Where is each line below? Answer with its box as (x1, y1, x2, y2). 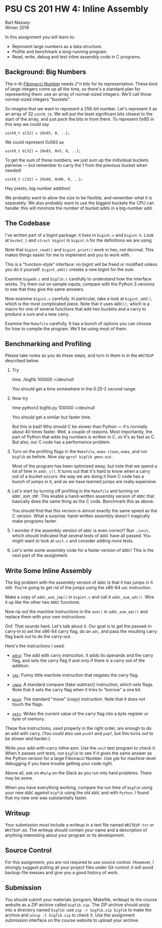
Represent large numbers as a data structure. (12, 43, 103, 49)
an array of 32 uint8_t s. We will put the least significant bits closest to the (5, 111, 153, 117)
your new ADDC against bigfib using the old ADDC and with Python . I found (5, 790, 149, 796)
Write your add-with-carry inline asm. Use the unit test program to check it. (5, 745, 156, 751)
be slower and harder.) (5, 735, 50, 742)
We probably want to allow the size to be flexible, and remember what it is (5, 194, 152, 200)
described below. (5, 358, 40, 364)
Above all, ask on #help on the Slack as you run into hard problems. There (5, 770, 152, 776)
